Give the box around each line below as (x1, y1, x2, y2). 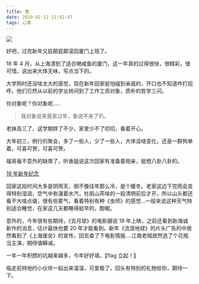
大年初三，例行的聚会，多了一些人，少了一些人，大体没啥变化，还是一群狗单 (6, 138, 193, 145)
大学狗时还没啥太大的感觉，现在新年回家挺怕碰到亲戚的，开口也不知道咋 (6, 80, 182, 87)
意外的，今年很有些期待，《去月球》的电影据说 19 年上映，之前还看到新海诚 (6, 217, 188, 224)
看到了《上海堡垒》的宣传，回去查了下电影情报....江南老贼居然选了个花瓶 (11, 232, 189, 239)
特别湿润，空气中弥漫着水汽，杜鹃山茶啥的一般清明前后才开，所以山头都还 (11, 190, 193, 197)
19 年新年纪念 (6, 170, 40, 177)
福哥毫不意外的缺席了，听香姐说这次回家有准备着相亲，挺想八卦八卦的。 (6, 158, 182, 165)
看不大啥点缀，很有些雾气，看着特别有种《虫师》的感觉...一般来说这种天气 (6, 197, 188, 204)
